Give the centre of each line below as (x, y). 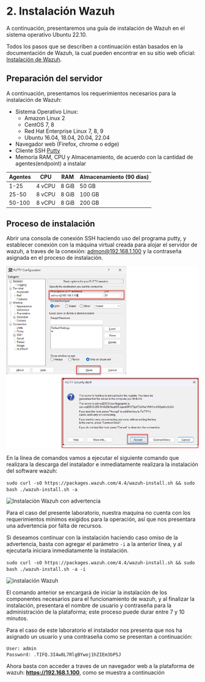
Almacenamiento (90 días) (114, 177)
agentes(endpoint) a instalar (51, 163)
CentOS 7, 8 (39, 124)
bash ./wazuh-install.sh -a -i (46, 569)
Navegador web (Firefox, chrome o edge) (67, 144)
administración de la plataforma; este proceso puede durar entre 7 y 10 (95, 612)
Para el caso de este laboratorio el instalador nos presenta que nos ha (94, 630)
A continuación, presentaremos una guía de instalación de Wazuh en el (95, 28)
